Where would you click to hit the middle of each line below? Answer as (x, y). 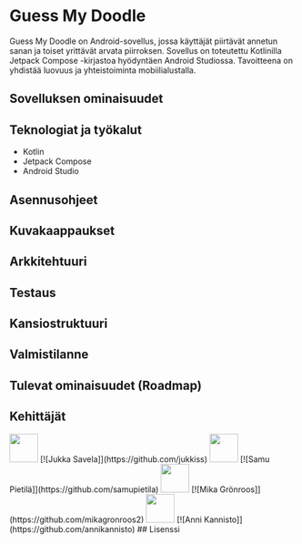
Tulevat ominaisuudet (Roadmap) (106, 385)
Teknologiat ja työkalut (76, 130)
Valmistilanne (49, 355)
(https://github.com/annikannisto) (72, 529)
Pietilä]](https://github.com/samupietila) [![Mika (114, 489)
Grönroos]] (240, 489)
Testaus (33, 293)
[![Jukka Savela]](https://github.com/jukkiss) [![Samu (155, 459)
